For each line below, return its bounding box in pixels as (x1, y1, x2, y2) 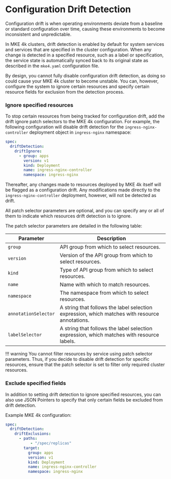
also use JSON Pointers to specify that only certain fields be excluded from (5, 397, 163, 403)
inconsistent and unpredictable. (5, 31, 72, 37)
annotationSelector (8, 311, 55, 317)
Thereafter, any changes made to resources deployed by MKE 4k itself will (5, 182, 161, 188)
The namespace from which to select (60, 289, 149, 296)
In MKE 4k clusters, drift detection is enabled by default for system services (5, 41, 164, 47)
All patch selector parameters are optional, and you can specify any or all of (5, 208, 164, 214)
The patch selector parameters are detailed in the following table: (5, 223, 142, 229)
